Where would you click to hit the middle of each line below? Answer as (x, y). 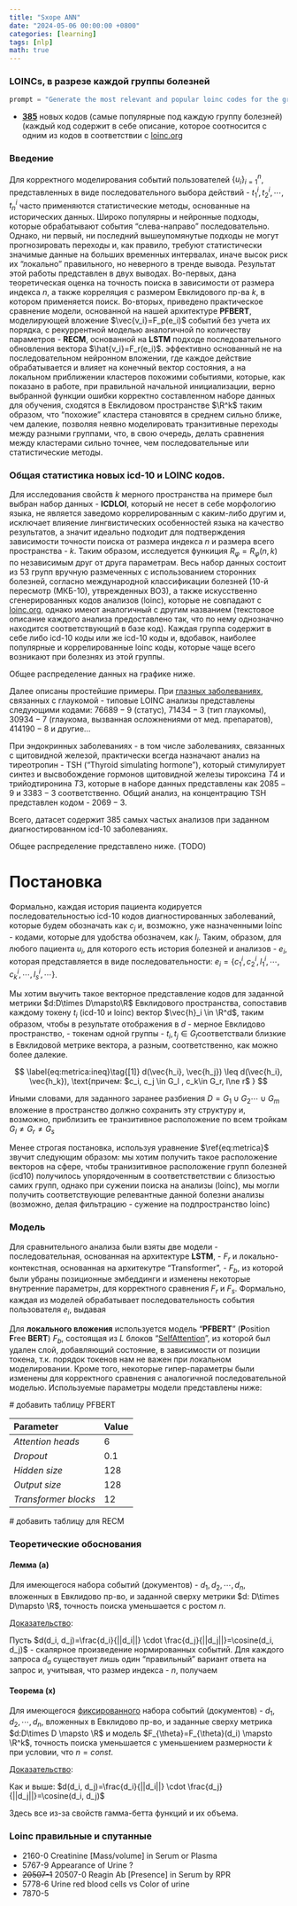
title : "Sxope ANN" (45, 17)
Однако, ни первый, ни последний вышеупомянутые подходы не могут (144, 235)
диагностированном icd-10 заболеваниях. (89, 829)
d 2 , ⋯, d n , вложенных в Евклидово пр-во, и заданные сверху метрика (141, 1723)
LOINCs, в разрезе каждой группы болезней (110, 82)
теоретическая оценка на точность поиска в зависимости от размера (142, 282)
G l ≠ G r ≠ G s (32, 1129)
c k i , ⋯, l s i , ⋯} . (33, 975)
